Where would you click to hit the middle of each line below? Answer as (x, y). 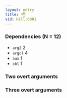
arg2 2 (19, 47)
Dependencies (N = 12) (33, 36)
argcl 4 (20, 52)
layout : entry (20, 10)
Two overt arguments (32, 76)
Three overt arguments (33, 89)
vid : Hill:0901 (21, 19)
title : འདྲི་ (16, 14)
